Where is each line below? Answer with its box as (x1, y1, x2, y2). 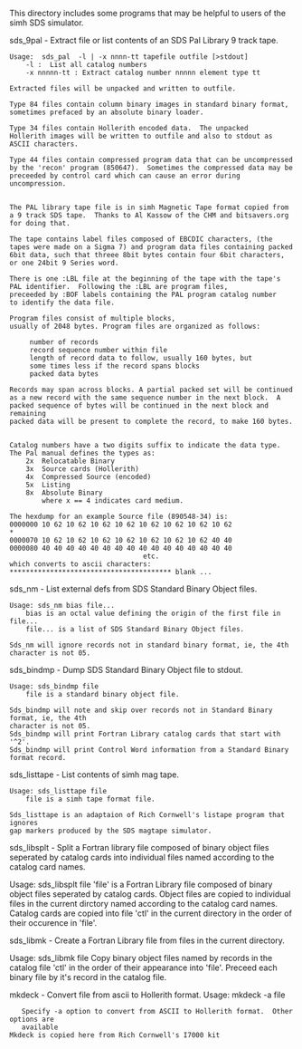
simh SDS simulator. (9, 17, 84, 28)
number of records (29, 338, 99, 347)
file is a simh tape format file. (25, 794, 156, 804)
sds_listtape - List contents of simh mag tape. (9, 769, 179, 780)
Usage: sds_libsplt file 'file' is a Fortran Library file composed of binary (9, 879, 273, 890)
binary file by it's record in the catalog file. (9, 972, 167, 982)
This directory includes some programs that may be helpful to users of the (9, 8, 287, 18)
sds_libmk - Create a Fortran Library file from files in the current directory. (9, 935, 285, 946)
